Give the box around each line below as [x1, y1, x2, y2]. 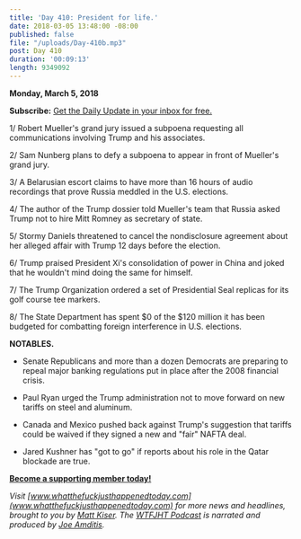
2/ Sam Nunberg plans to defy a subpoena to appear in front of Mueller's [9, 149, 279, 160]
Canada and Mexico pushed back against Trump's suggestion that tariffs [22, 419, 292, 429]
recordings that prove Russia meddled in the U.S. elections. [9, 186, 229, 197]
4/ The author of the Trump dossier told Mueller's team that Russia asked [9, 203, 280, 214]
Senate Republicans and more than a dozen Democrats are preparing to [22, 356, 288, 367]
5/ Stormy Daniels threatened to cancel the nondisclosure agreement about [9, 230, 288, 241]
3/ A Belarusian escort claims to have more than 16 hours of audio [9, 176, 253, 187]
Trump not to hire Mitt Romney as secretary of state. [9, 213, 203, 224]
